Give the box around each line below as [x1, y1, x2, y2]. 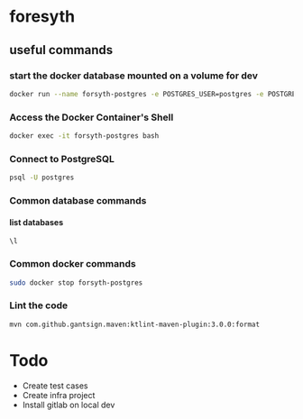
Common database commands [9, 195, 147, 207]
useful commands [9, 42, 114, 58]
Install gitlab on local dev [22, 399, 115, 410]
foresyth [9, 6, 75, 27]
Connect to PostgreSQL [9, 152, 115, 165]
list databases [9, 216, 64, 227]
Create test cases [22, 380, 88, 391]
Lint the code [9, 299, 69, 312]
